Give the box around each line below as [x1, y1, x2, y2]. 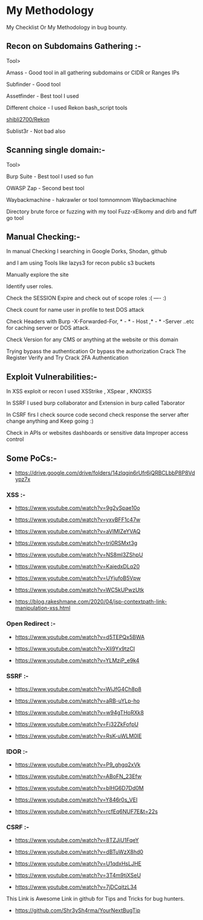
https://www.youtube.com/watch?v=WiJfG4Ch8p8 [14, 685, 142, 692]
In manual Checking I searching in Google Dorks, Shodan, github [6, 248, 167, 255]
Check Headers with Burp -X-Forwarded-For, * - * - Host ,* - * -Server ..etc [6, 318, 195, 325]
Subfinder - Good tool [6, 80, 61, 88]
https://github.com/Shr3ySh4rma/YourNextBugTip [14, 907, 141, 914]
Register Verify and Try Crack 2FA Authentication [6, 354, 129, 361]
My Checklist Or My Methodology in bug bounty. [6, 24, 127, 31]
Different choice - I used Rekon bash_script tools [6, 104, 128, 111]
